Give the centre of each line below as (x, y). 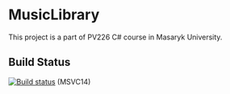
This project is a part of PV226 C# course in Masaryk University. (115, 37)
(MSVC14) (74, 81)
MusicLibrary (54, 15)
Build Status (40, 62)
